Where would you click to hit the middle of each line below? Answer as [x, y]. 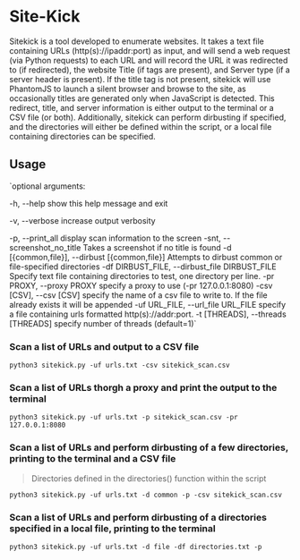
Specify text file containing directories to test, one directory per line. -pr [142, 276]
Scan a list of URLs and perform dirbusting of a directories [138, 517]
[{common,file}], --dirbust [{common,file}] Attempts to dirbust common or [146, 257]
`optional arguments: [47, 186]
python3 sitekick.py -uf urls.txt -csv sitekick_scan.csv [120, 365]
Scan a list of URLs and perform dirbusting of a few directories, [149, 447]
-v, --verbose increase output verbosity [82, 220]
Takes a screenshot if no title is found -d [157, 247]
